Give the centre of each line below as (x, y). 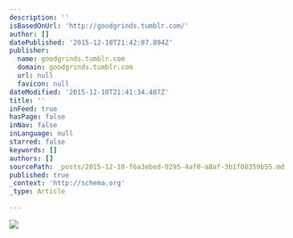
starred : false (37, 142)
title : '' (28, 100)
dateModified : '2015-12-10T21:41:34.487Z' (89, 92)
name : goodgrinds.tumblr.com (71, 59)
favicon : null (43, 84)
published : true (39, 175)
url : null (35, 76)
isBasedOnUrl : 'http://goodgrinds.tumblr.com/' (99, 26)
